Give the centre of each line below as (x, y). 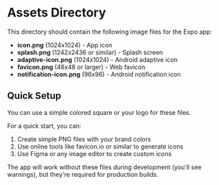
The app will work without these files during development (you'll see (104, 167)
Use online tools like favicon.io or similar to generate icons (100, 146)
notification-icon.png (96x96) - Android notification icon (99, 74)
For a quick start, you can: (44, 126)
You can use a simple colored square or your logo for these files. (99, 112)
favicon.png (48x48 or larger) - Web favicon (81, 67)
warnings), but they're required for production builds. (83, 174)
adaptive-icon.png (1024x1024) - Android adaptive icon (97, 59)
